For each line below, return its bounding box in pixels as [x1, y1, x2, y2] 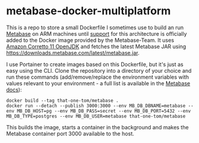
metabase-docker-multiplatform [6, 4, 172, 18]
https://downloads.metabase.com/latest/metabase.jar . [6, 49, 140, 56]
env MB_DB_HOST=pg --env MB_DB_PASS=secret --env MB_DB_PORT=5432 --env [6, 108, 191, 114]
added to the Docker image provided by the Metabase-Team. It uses [6, 36, 174, 43]
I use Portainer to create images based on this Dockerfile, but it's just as [6, 61, 183, 68]
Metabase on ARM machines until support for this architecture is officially [6, 30, 187, 37]
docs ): [6, 86, 22, 93]
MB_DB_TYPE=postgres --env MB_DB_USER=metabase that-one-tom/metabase [6, 113, 186, 119]
